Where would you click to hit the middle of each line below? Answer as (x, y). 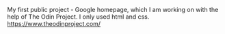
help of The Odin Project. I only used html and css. (78, 17)
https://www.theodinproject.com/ (54, 24)
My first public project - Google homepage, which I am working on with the (113, 10)
